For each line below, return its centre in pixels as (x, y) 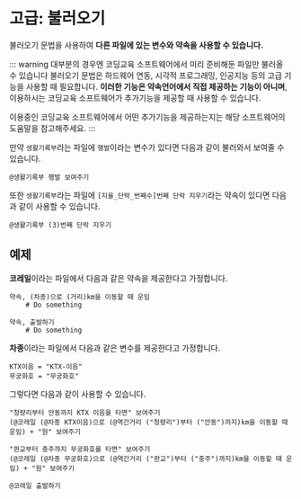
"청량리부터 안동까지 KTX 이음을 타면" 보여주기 (85, 413)
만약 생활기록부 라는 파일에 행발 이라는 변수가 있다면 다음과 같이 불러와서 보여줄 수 (147, 147)
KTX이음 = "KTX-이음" (46, 366)
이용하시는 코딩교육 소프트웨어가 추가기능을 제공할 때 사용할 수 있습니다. (135, 98)
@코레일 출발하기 (35, 486)
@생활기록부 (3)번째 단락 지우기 (61, 225)
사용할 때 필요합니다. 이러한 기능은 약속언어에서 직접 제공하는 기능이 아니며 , (156, 86)
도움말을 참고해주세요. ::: (53, 128)
